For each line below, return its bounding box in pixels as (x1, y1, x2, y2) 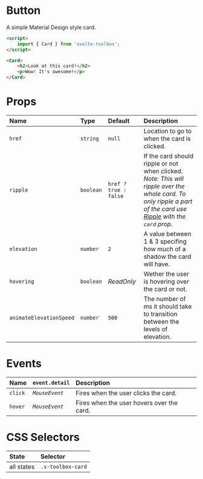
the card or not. (143, 285, 187, 293)
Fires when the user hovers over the (75, 399, 178, 407)
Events (6, 357, 42, 371)
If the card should (143, 152, 194, 160)
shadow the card (143, 252, 192, 261)
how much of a (143, 245, 186, 253)
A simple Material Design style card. (6, 24, 96, 31)
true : (108, 187, 127, 194)
